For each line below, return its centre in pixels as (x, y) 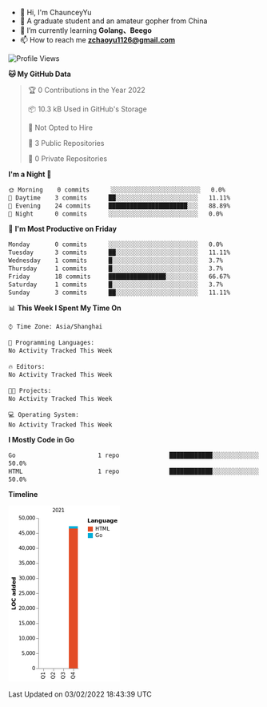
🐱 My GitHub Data (40, 74)
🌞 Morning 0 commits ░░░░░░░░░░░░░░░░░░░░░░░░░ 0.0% (117, 190)
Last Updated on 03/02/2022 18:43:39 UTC (80, 694)
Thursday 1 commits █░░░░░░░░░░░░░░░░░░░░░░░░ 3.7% (116, 269)
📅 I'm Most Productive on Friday (63, 229)
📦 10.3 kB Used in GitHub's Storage (88, 109)
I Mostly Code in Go (41, 440)
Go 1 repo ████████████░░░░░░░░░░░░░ (134, 455)
